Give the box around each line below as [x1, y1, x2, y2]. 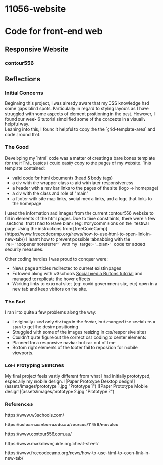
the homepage [12, 201, 42, 206]
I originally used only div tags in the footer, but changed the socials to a [12, 319, 156, 324]
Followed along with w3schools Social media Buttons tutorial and [12, 270, 143, 276]
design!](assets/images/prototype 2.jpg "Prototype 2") [5, 389, 115, 395]
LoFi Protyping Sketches [5, 362, 64, 369]
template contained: [5, 165, 45, 171]
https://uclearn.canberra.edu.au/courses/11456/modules [5, 421, 118, 427]
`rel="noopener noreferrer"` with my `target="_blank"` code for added [5, 241, 145, 247]
